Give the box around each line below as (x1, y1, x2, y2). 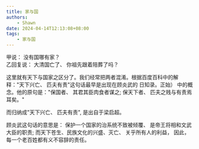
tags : (6, 31, 20, 37)
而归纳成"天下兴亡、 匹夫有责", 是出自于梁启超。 (6, 108, 125, 116)
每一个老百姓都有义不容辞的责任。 (6, 136, 90, 143)
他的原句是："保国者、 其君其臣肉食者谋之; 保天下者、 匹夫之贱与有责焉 (16, 89, 192, 95)
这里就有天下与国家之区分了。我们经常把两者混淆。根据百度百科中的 (6, 74, 173, 80)
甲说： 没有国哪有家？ (6, 54, 60, 60)
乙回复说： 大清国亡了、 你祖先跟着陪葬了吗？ (6, 61, 119, 68)
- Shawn (17, 20, 36, 26)
